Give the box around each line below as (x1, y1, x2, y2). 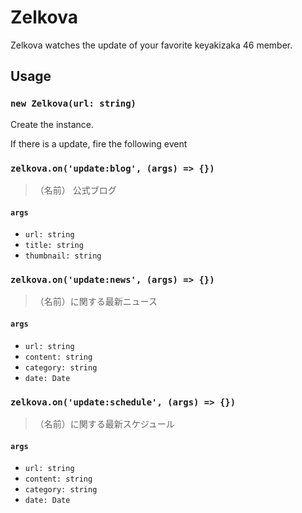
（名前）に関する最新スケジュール (34, 417, 175, 430)
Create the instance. (10, 118, 94, 130)
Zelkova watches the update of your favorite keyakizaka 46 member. (10, 39, 293, 51)
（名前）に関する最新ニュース (34, 296, 158, 308)
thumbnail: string (24, 251, 102, 261)
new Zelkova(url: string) (10, 98, 137, 110)
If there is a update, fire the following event (10, 137, 188, 150)
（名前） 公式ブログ (34, 184, 117, 196)
